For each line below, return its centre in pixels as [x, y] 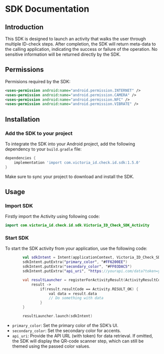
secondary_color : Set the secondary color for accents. [66, 331]
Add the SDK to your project [39, 133]
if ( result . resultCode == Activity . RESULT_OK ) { [89, 289]
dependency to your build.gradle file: [43, 149]
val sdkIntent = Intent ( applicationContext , [69, 258]
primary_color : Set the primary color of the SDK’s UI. [65, 325]
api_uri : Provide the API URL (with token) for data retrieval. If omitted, [82, 335]
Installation [22, 119]
